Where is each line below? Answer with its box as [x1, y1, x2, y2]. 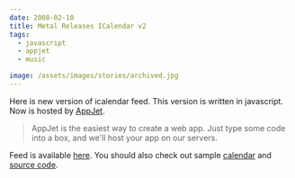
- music [17, 55, 47, 64]
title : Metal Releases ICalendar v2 [9, 22, 147, 31]
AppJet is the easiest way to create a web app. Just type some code [31, 122, 286, 133]
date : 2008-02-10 [9, 13, 75, 22]
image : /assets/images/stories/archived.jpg [9, 71, 179, 81]
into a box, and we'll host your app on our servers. [31, 132, 218, 143]
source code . [9, 159, 58, 170]
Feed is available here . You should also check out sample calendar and [9, 149, 273, 160]
